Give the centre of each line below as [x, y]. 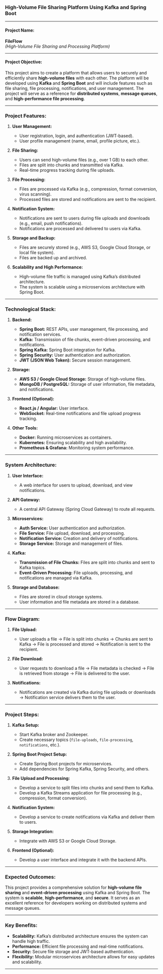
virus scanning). [35, 194]
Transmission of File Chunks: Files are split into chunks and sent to [87, 562]
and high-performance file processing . [45, 98]
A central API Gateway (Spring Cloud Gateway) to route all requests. [87, 509]
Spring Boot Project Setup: [39, 754]
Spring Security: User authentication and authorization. [75, 355]
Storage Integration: [33, 831]
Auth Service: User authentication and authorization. [73, 528]
